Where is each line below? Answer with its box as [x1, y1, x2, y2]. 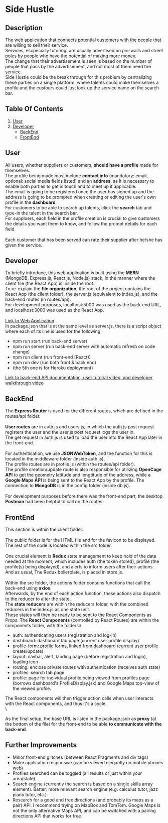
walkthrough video [5, 380, 44, 386]
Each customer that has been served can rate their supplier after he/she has [5, 237, 163, 243]
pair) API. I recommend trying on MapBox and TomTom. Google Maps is [12, 802, 161, 808]
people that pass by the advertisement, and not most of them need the [5, 64, 151, 69]
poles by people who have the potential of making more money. [5, 53, 137, 59]
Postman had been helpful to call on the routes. [5, 499, 104, 505]
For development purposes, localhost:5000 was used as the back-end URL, [5, 302, 161, 308]
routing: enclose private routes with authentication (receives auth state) [12, 664, 160, 670]
